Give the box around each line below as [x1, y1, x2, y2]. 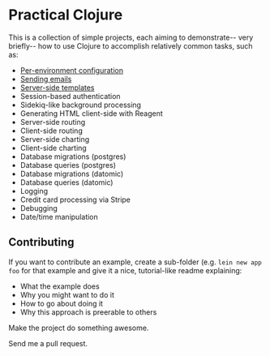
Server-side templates [19, 83, 95, 92]
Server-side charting [19, 134, 90, 144]
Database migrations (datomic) [19, 169, 124, 178]
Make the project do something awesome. [8, 323, 149, 332]
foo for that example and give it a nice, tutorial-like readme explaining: [8, 265, 242, 275]
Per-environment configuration [19, 65, 124, 75]
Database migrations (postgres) [19, 152, 126, 161]
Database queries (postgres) [19, 160, 116, 169]
